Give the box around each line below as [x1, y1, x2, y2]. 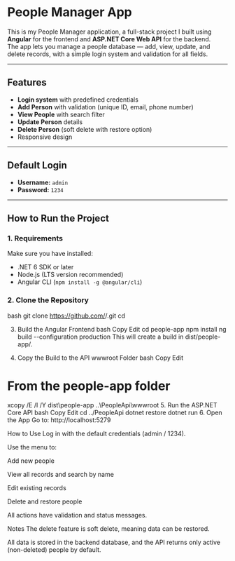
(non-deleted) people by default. [7, 546, 101, 554]
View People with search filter [17, 110, 105, 119]
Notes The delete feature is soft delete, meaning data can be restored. [7, 525, 210, 533]
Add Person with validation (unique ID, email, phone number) [17, 102, 194, 111]
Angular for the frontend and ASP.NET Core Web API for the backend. [7, 34, 211, 43]
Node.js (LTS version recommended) [17, 271, 124, 279]
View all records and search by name [7, 471, 114, 479]
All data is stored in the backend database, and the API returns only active [7, 538, 220, 547]
